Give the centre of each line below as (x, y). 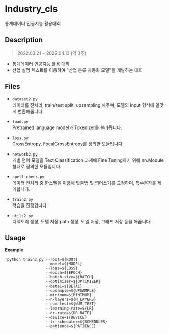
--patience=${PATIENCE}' (72, 326)
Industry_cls (31, 9)
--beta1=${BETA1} (64, 286)
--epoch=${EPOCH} (64, 273)
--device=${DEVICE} (66, 317)
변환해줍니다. (31, 111)
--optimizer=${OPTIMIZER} (73, 282)
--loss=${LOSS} (62, 268)
